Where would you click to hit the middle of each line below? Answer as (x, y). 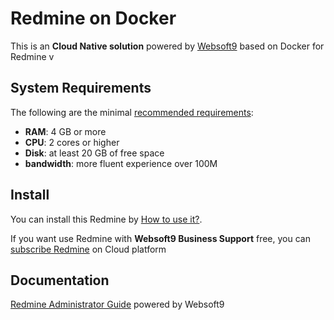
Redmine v (32, 56)
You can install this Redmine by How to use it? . (106, 219)
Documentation (60, 280)
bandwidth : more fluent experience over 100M (121, 163)
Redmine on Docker (93, 18)
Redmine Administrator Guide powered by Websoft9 (117, 304)
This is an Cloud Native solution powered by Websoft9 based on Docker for (167, 46)
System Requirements (81, 88)
